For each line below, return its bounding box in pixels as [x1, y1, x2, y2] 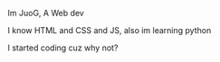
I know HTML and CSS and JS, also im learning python [7, 25, 212, 35]
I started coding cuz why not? [7, 42, 119, 53]
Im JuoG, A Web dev [7, 8, 84, 18]
